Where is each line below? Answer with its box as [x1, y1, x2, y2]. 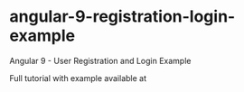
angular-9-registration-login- [9, 6, 236, 27]
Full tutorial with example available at [9, 72, 147, 83]
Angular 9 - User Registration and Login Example [9, 55, 192, 66]
